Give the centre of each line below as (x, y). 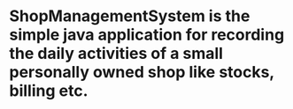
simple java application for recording (147, 35)
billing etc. (49, 91)
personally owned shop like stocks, (142, 73)
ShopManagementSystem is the (130, 16)
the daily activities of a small (116, 54)
